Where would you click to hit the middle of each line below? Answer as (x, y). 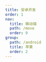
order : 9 (19, 33)
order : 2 (19, 51)
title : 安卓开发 (20, 10)
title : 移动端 (23, 24)
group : (12, 38)
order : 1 (14, 14)
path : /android (25, 42)
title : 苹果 (21, 47)
